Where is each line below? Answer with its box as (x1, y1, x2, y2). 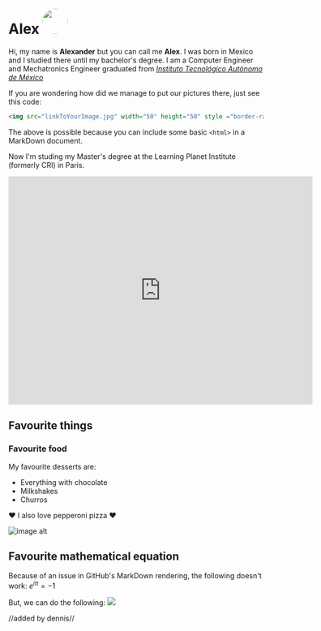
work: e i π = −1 (8, 580, 56, 590)
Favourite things (8, 419, 93, 433)
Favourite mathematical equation (8, 549, 180, 563)
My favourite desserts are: (8, 461, 96, 471)
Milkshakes (19, 486, 58, 496)
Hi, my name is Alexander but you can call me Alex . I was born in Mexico (8, 46, 254, 56)
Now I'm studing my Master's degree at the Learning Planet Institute (8, 151, 237, 161)
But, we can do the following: (8, 597, 106, 607)
